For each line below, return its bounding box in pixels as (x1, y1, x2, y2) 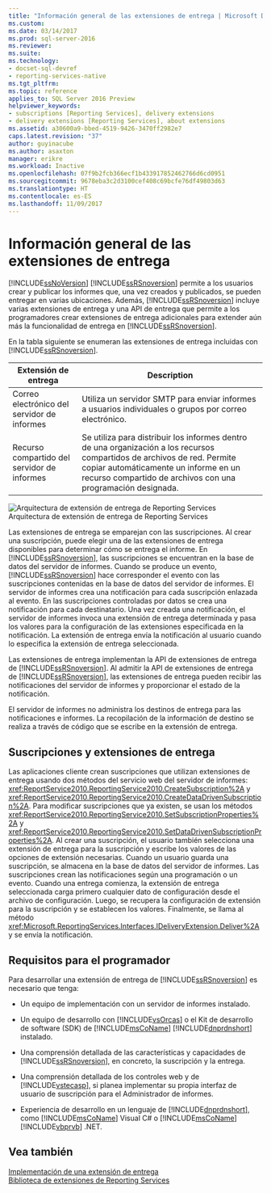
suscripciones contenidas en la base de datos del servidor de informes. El (8, 579, 254, 588)
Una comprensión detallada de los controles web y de (19, 1072, 200, 1081)
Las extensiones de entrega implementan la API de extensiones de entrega (8, 655, 257, 664)
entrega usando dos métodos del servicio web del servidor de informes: (8, 775, 248, 785)
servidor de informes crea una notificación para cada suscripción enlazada (8, 588, 258, 597)
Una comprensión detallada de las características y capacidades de (19, 1048, 246, 1057)
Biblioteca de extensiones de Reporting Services (8, 1175, 170, 1185)
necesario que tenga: (8, 984, 79, 993)
